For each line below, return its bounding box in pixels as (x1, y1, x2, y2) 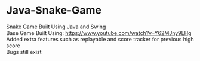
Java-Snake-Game (6, 4, 101, 17)
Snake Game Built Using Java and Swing (6, 23, 106, 30)
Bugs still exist (6, 48, 42, 55)
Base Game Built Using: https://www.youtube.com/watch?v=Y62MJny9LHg (6, 29, 192, 36)
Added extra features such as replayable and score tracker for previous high (6, 36, 194, 43)
